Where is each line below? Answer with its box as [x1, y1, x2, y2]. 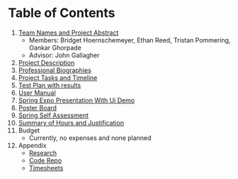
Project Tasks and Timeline [18, 73, 98, 82]
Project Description [18, 58, 75, 67]
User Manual [18, 88, 56, 97]
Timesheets [28, 163, 64, 172]
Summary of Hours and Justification [18, 118, 125, 127]
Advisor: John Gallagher [28, 51, 100, 59]
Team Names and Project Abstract [18, 28, 119, 37]
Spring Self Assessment [18, 111, 89, 120]
